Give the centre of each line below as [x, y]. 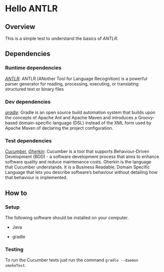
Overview [20, 27]
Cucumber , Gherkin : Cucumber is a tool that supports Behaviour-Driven [77, 151]
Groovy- [146, 117]
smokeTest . [16, 265]
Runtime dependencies [33, 68]
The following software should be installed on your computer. [67, 218]
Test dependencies [28, 140]
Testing [14, 249]
